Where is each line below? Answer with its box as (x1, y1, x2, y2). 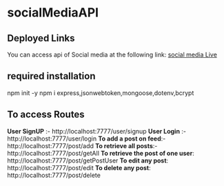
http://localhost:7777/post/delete (7, 171, 101, 179)
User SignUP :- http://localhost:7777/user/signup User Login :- (7, 127, 187, 135)
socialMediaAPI (7, 5, 99, 21)
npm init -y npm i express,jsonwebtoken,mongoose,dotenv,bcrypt (7, 88, 194, 97)
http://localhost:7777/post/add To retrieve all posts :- (7, 141, 158, 149)
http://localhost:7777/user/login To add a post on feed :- (7, 134, 166, 143)
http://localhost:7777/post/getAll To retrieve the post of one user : (7, 149, 194, 157)
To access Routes (7, 109, 85, 121)
